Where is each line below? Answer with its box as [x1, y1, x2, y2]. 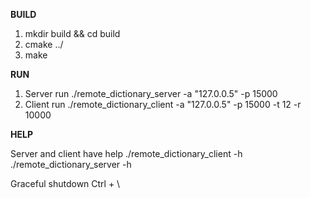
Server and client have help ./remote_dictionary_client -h [10, 148, 243, 159]
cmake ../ [24, 39, 64, 50]
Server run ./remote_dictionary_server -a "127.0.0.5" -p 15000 [24, 88, 278, 99]
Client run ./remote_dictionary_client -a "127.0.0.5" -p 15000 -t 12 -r [24, 99, 302, 110]
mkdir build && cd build [24, 28, 121, 39]
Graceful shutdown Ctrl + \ [10, 178, 121, 189]
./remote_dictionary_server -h [10, 159, 132, 170]
